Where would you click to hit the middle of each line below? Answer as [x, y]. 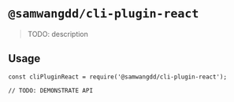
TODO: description [58, 34]
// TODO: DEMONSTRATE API [50, 90]
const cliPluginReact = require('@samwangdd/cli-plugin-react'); [117, 77]
